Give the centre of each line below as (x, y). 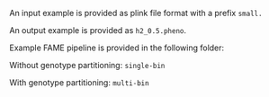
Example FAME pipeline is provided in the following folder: (117, 48)
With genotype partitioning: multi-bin (80, 83)
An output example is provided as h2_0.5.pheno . (98, 30)
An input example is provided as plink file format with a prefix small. (136, 13)
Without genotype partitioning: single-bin (87, 65)
